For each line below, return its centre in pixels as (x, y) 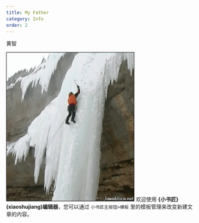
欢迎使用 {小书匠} (157, 199)
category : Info (25, 19)
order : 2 (17, 25)
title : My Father (28, 13)
